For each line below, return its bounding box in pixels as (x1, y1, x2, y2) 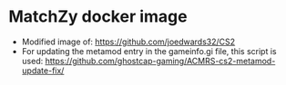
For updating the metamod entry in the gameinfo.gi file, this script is (21, 45, 277, 56)
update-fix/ (21, 65, 65, 76)
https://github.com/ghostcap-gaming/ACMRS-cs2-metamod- (45, 55, 276, 66)
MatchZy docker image (8, 6, 188, 27)
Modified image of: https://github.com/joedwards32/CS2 (21, 36, 236, 47)
